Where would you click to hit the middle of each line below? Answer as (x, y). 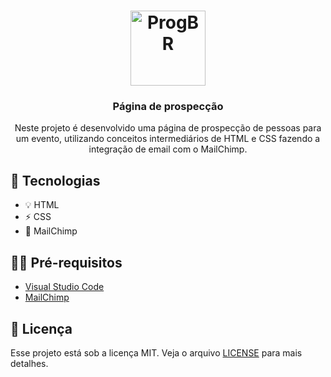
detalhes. (29, 363)
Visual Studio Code (64, 287)
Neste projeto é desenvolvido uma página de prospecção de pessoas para (168, 128)
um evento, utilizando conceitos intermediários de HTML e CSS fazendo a (168, 139)
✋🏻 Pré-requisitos (66, 262)
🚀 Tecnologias (55, 180)
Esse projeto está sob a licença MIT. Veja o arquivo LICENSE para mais (156, 352)
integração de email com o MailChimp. (168, 149)
